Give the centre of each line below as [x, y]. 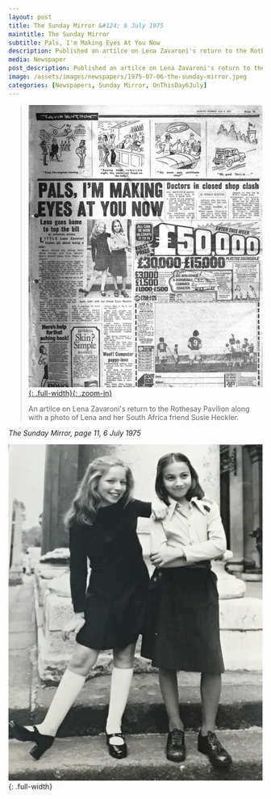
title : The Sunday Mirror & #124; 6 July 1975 [86, 25]
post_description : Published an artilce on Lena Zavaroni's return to [129, 69]
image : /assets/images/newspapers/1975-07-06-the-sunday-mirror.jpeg [128, 77]
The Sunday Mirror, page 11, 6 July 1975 [75, 433]
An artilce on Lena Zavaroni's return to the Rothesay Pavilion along [139, 409]
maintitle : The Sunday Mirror [59, 34]
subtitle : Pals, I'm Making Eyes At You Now [84, 43]
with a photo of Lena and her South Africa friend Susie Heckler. [133, 417]
